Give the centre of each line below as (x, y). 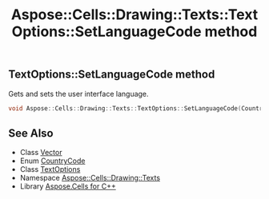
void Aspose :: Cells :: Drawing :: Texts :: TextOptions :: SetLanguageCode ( (125, 108)
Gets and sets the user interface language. (79, 94)
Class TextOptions (50, 169)
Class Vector (41, 153)
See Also (31, 133)
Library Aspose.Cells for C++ (68, 186)
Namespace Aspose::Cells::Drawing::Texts (90, 178)
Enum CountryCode (52, 161)
